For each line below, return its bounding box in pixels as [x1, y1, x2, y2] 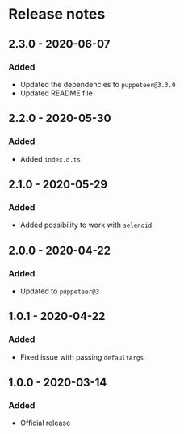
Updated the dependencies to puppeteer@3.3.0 [19, 79, 176, 89]
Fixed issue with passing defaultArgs [19, 352, 144, 362]
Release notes [8, 5, 106, 23]
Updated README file [19, 88, 93, 98]
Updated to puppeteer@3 [19, 286, 99, 296]
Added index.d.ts [19, 154, 81, 164]
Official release [19, 418, 71, 428]
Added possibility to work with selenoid [19, 220, 153, 230]
